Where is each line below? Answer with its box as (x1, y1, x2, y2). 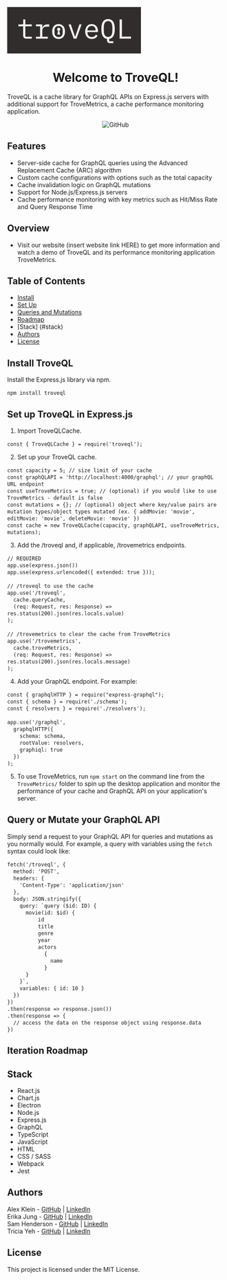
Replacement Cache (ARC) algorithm (17, 166, 122, 174)
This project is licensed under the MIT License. (7, 1265, 140, 1273)
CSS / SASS (17, 1152, 52, 1161)
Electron (17, 1101, 41, 1109)
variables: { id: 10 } (19, 985, 85, 992)
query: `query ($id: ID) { (19, 902, 97, 909)
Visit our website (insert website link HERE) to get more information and (17, 241, 220, 249)
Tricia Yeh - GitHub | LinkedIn (7, 1227, 91, 1235)
